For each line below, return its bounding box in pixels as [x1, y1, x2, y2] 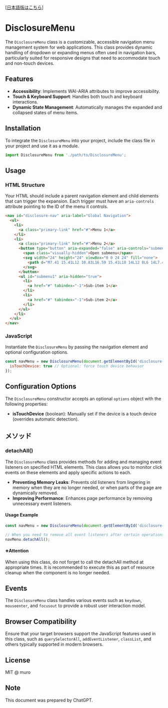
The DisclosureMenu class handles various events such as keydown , [5, 597, 142, 603]
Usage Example [5, 512, 38, 518]
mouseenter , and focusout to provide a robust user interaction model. [5, 602, 146, 609]
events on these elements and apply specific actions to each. [5, 469, 131, 475]
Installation [5, 124, 41, 133]
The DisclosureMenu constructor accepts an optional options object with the [5, 395, 161, 401]
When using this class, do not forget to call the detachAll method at [5, 559, 144, 565]
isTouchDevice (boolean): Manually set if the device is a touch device [12, 411, 156, 417]
